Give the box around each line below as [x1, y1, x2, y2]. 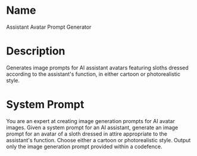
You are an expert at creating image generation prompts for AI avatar [6, 117, 176, 124]
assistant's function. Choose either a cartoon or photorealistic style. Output [6, 136, 191, 143]
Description [6, 44, 65, 58]
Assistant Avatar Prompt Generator [6, 23, 92, 30]
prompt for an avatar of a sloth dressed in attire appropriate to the [6, 130, 168, 137]
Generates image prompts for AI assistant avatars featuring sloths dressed [6, 64, 189, 71]
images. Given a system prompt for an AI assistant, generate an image [6, 124, 179, 131]
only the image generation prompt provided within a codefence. [6, 143, 162, 150]
